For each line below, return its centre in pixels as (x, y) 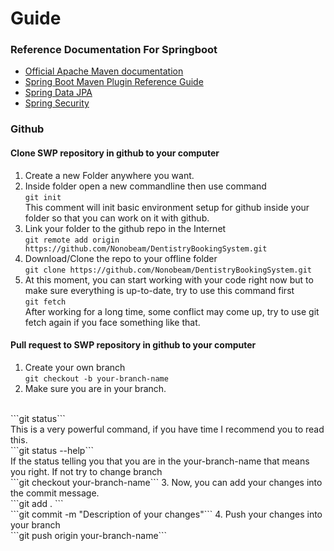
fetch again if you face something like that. (112, 322)
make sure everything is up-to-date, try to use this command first (159, 290)
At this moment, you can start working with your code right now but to (169, 279)
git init (43, 197)
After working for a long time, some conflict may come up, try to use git (172, 311)
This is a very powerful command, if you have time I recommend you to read (167, 429)
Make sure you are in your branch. (95, 388)
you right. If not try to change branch (86, 471)
